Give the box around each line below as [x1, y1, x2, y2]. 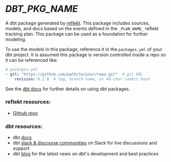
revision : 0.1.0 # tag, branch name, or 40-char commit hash [14, 76, 150, 82]
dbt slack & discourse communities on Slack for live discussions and [12, 140, 157, 146]
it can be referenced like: [5, 57, 58, 63]
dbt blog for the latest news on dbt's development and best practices [12, 151, 159, 157]
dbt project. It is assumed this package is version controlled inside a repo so [5, 52, 166, 58]
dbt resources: [5, 123, 43, 130]
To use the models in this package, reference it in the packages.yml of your [5, 46, 163, 52]
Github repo [12, 110, 38, 116]
